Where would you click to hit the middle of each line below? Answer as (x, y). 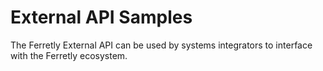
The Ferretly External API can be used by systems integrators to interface (161, 45)
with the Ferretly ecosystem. (69, 55)
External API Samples (101, 17)
